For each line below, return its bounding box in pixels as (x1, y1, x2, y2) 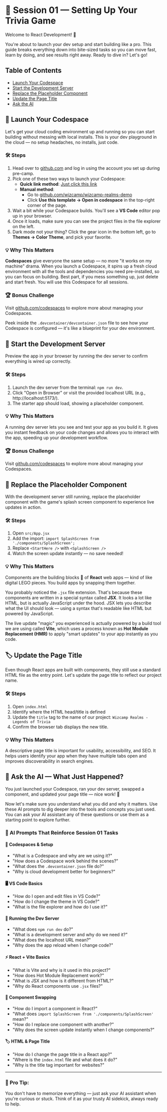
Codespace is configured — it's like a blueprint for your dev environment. (5, 325, 156, 331)
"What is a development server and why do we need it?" (12, 932, 128, 938)
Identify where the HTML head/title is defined (12, 709, 106, 715)
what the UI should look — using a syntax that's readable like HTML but (5, 605, 152, 611)
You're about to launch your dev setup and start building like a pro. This (5, 41, 152, 47)
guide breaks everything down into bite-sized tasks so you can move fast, (5, 46, 157, 52)
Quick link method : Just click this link (19, 181, 97, 187)
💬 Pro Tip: (5, 1079, 29, 1086)
